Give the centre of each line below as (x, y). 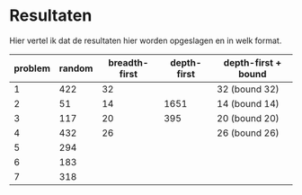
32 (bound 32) (249, 89)
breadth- (128, 62)
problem (32, 68)
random (76, 68)
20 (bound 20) (249, 118)
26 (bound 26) (249, 133)
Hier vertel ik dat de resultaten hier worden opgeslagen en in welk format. (146, 40)
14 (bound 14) (249, 103)
